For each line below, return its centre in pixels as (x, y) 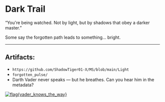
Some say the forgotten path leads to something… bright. (63, 37)
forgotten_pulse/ (30, 75)
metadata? (23, 85)
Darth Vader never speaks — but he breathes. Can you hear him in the (83, 79)
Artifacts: (20, 57)
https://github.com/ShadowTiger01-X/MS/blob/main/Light (70, 70)
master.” (14, 27)
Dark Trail (25, 9)
